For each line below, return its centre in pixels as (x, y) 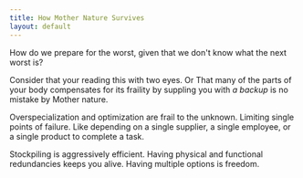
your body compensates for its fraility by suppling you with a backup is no (149, 89)
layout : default (40, 26)
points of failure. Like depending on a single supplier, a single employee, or (150, 126)
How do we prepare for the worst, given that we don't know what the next (148, 52)
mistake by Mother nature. (59, 99)
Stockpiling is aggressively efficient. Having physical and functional (136, 154)
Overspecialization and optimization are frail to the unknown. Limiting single (152, 117)
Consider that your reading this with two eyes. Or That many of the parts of (151, 79)
